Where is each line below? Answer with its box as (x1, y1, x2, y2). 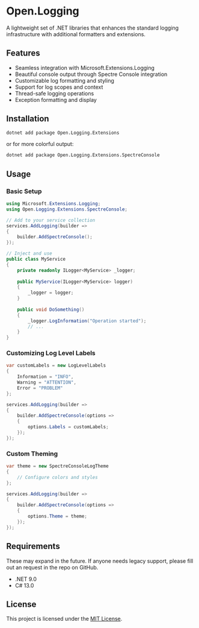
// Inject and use (6, 250, 52, 257)
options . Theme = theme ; (28, 513, 87, 519)
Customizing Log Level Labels (6, 349, 96, 357)
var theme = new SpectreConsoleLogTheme (6, 463, 109, 469)
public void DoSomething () (17, 306, 85, 312)
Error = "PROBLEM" (17, 385, 63, 391)
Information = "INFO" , (17, 374, 74, 380)
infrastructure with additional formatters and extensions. (6, 30, 146, 37)
